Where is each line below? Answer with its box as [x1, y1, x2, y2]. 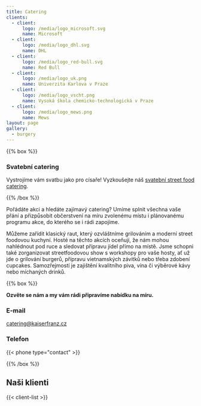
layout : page [6, 120, 39, 126]
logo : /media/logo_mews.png [22, 109, 93, 115]
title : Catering [6, 8, 47, 15]
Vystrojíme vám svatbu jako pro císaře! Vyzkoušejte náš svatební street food [6, 176, 195, 183]
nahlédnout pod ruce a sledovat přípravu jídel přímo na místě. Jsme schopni [6, 243, 194, 250]
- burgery [11, 131, 36, 138]
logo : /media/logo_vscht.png [22, 92, 95, 98]
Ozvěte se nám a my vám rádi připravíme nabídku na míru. [6, 292, 154, 299]
